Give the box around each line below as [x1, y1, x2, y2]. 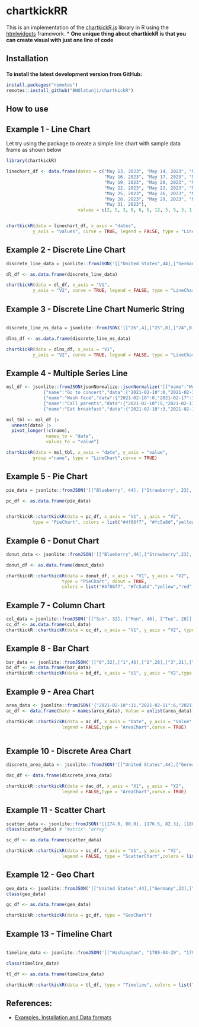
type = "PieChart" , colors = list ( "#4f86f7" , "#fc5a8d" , [32, 519, 176, 526]
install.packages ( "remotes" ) [6, 82, 78, 88]
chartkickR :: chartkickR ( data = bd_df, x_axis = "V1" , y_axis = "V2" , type [6, 670, 192, 676]
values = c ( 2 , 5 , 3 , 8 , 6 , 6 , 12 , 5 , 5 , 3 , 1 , [78, 207, 195, 213]
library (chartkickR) [6, 158, 57, 164]
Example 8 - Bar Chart [6, 644, 89, 654]
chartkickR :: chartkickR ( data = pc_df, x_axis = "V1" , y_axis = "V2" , [6, 514, 182, 520]
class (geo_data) [6, 891, 46, 897]
